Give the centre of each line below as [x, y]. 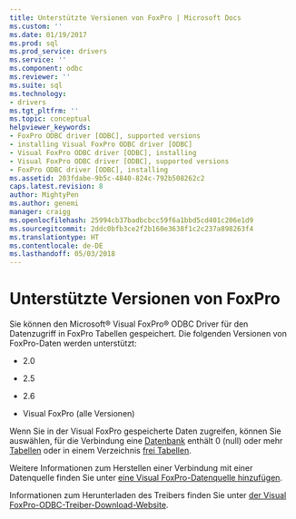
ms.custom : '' [36, 26]
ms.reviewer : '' [40, 77]
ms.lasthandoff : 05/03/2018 [63, 254]
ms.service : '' [38, 60]
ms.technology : [38, 93]
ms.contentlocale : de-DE [56, 246]
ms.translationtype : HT [54, 237]
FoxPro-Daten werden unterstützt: [73, 343]
